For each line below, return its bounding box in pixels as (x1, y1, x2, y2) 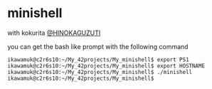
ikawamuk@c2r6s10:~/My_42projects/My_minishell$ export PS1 (7, 56, 190, 63)
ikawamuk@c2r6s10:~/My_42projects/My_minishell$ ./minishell (7, 68, 193, 75)
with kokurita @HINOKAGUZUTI (7, 28, 101, 37)
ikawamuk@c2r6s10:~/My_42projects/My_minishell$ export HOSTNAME (7, 62, 205, 69)
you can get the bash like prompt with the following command (7, 42, 189, 51)
